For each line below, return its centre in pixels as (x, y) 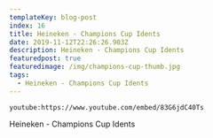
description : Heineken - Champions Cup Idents (97, 50)
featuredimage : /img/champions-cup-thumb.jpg (95, 67)
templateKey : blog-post (53, 17)
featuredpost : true (45, 58)
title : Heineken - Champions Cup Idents (85, 34)
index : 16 (28, 26)
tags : (19, 75)
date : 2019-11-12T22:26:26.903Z (69, 42)
